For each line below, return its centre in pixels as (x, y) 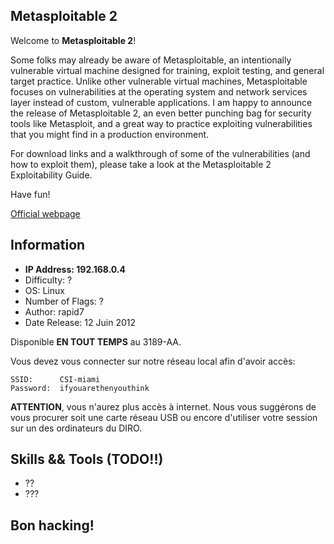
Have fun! (30, 194)
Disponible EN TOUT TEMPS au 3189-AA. (96, 341)
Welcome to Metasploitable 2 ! (73, 40)
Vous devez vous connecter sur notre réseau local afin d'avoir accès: (153, 361)
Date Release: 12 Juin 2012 (80, 322)
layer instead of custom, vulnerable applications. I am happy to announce (161, 102)
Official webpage (45, 213)
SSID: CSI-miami (55, 379)
